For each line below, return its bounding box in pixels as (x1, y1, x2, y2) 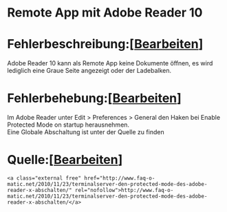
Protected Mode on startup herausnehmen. (7, 120, 129, 129)
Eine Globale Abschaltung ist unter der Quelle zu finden (7, 128, 164, 136)
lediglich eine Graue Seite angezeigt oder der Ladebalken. (7, 67, 172, 75)
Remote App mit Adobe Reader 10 (7, 5, 203, 21)
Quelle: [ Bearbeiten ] (7, 152, 123, 168)
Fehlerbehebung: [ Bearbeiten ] (7, 91, 182, 106)
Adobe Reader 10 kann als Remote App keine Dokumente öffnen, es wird (7, 59, 213, 67)
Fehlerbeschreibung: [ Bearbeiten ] (7, 36, 204, 52)
